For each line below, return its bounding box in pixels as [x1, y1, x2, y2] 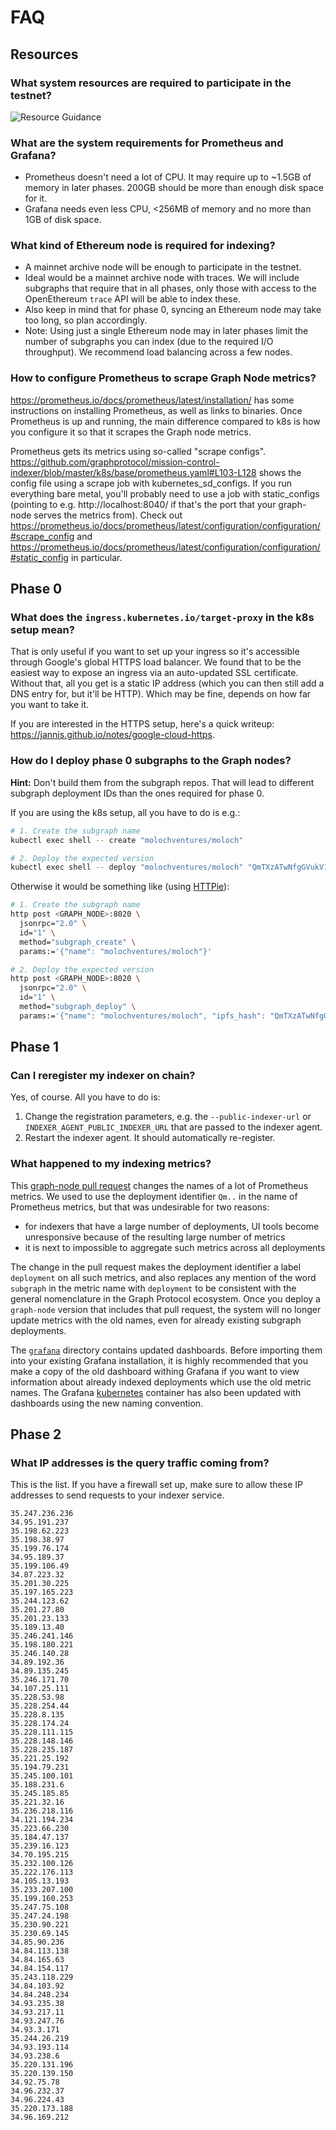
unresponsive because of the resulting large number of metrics [24, 1231, 286, 1243]
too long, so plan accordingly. [24, 314, 148, 326]
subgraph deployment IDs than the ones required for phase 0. [10, 787, 265, 799]
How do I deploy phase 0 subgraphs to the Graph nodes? [10, 754, 292, 768]
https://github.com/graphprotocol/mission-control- [10, 456, 220, 468]
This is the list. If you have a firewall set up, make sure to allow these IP [10, 1479, 303, 1491]
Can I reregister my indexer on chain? [10, 1069, 196, 1083]
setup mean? [10, 623, 75, 637]
